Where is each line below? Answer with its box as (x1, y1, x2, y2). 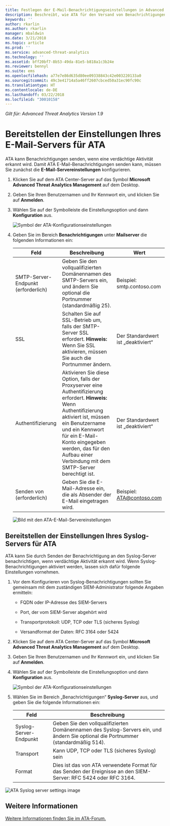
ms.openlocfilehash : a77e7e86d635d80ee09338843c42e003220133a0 (5, 73, 142, 78)
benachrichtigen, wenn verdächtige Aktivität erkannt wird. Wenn (5, 558, 140, 564)
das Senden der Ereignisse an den (53, 768, 134, 775)
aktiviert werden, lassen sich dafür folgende (48, 564, 141, 569)
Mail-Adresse (62, 485, 95, 492)
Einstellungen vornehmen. (5, 569, 60, 575)
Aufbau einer (62, 451, 93, 459)
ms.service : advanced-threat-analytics (5, 50, 90, 55)
